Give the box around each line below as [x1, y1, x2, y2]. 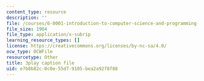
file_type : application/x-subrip [6, 32, 91, 38]
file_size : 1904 [6, 26, 47, 32]
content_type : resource [6, 9, 67, 15]
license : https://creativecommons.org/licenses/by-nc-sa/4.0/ [6, 43, 167, 49]
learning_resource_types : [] [6, 37, 80, 43]
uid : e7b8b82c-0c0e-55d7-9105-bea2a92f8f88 [6, 65, 118, 72]
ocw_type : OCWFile [6, 49, 53, 55]
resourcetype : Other [6, 54, 59, 60]
